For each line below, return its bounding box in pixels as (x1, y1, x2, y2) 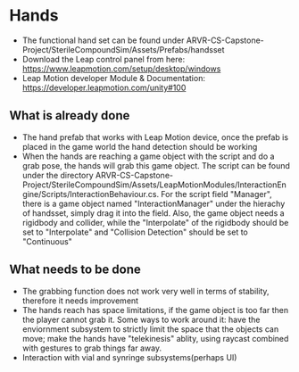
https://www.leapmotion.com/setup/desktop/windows (21, 63, 221, 74)
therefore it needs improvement (21, 295, 139, 306)
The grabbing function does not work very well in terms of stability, (21, 285, 270, 296)
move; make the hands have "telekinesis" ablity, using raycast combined (21, 333, 289, 343)
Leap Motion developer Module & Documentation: (21, 72, 205, 83)
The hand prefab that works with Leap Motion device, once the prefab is (21, 131, 288, 143)
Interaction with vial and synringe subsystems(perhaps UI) (21, 351, 237, 362)
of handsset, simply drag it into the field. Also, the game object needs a (21, 207, 285, 219)
